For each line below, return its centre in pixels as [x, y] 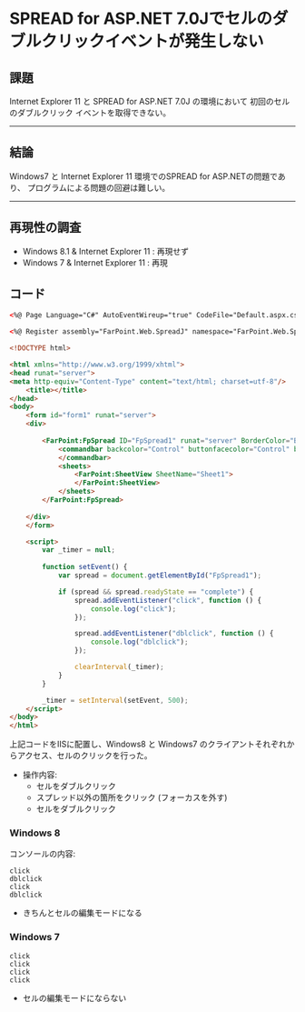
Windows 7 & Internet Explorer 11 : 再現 [95, 262]
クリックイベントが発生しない [153, 41]
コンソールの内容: [43, 854]
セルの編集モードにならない [74, 997]
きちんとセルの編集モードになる [82, 913]
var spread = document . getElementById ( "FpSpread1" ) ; [159, 576]
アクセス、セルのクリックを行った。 [84, 756]
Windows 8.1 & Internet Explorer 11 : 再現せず [105, 251]
